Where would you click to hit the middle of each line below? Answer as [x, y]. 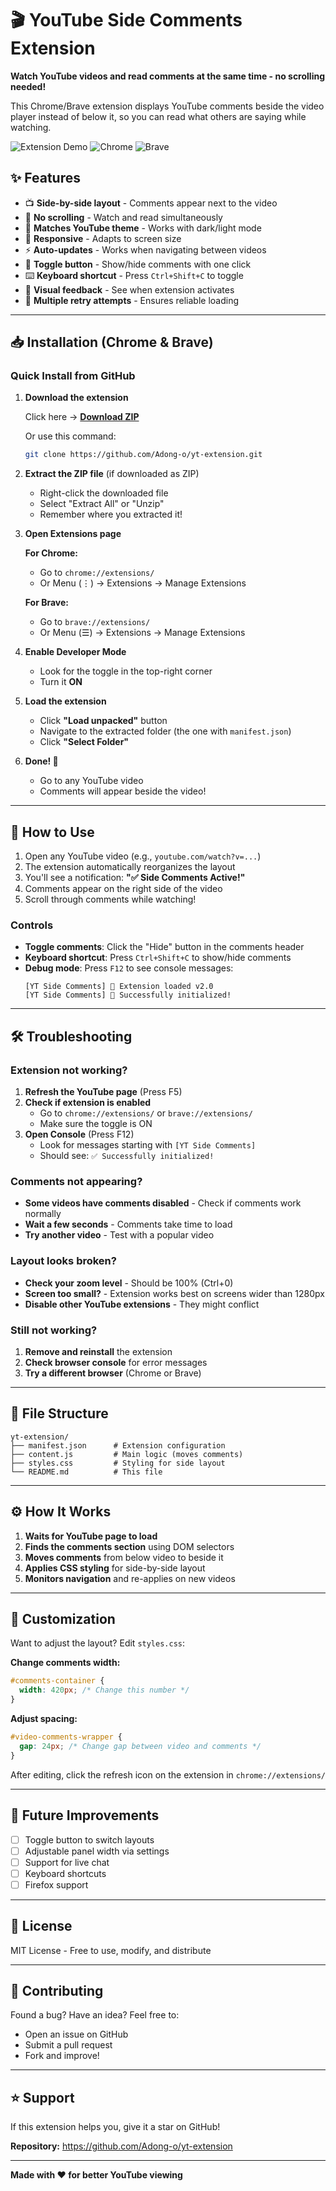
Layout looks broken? [63, 1261]
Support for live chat [67, 1862]
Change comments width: [65, 1663]
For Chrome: [51, 553]
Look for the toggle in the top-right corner [126, 671]
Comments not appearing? [76, 1182]
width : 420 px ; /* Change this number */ [104, 1690]
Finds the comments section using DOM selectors [129, 1546]
